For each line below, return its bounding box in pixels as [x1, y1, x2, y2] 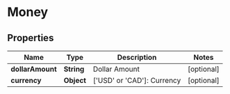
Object [63, 76, 87, 85]
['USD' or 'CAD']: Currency [92, 76, 181, 85]
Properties [7, 32, 54, 44]
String [63, 64, 85, 74]
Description [117, 53, 157, 62]
